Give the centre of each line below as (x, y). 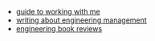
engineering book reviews (59, 29)
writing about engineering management (81, 20)
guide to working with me (58, 12)
